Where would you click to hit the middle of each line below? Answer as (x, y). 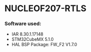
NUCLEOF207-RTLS (45, 9)
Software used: (23, 24)
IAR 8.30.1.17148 (27, 34)
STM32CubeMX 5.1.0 (32, 39)
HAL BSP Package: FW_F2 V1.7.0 (44, 45)
